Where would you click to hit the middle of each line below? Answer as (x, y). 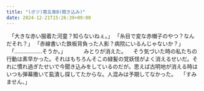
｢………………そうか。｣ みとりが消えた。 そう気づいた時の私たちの (104, 51)
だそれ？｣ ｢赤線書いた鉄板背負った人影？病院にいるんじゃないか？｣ (94, 43)
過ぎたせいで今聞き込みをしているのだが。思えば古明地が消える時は (112, 66)
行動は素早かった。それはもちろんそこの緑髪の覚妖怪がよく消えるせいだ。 (100, 59)
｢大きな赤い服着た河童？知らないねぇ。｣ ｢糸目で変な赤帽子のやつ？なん (103, 36)
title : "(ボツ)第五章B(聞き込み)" (46, 12)
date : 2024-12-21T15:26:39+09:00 (49, 18)
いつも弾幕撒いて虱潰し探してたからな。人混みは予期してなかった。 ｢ (96, 74)
